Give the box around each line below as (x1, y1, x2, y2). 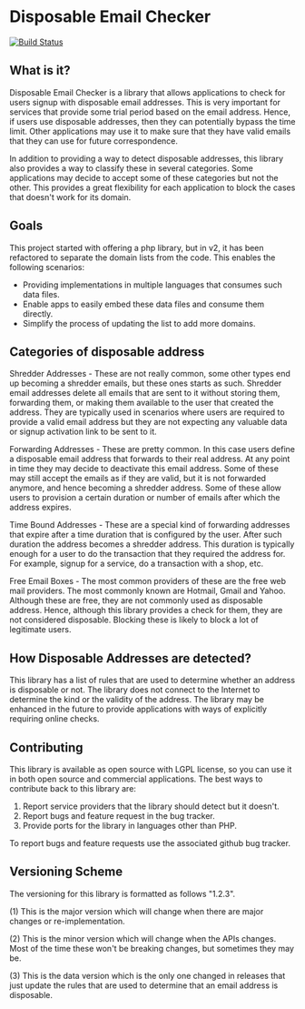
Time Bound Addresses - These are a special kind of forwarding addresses (9, 520, 290, 530)
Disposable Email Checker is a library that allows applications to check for (9, 86, 286, 97)
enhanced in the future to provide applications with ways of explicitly (9, 703, 268, 715)
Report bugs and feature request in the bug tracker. (22, 811, 215, 821)
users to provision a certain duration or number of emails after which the (9, 492, 280, 503)
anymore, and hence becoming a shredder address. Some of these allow (9, 482, 281, 493)
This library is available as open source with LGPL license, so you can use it (9, 764, 292, 774)
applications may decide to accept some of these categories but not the (9, 172, 279, 183)
